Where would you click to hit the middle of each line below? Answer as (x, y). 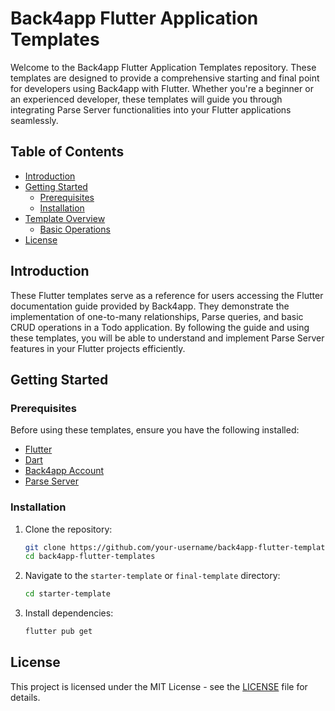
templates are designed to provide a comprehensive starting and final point (165, 78)
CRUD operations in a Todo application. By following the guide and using (160, 327)
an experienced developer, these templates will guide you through (146, 99)
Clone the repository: (68, 529)
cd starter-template (67, 594)
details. (25, 697)
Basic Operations (75, 229)
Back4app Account (64, 471)
